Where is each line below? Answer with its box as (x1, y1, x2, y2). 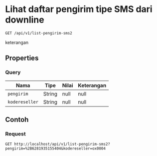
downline (5, 14, 44, 25)
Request (5, 130, 26, 137)
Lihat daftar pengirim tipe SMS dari (5, 3, 153, 15)
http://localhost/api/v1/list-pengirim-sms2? (14, 141, 111, 147)
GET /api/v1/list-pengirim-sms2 (5, 30, 72, 35)
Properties (5, 54, 39, 62)
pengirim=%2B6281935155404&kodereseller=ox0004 (5, 146, 106, 151)
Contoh (5, 115, 29, 124)
